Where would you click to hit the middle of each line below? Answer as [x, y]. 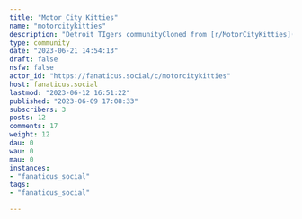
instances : [30, 168]
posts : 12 [28, 118]
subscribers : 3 [38, 109]
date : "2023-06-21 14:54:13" [64, 51]
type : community [40, 43]
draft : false [34, 59]
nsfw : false [31, 68]
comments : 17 [34, 127]
